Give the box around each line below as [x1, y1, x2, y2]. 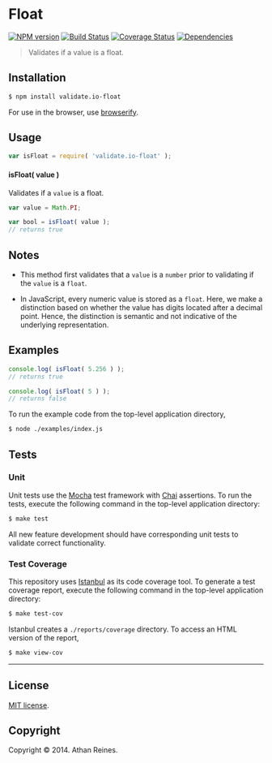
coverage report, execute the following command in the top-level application [8, 585, 264, 595]
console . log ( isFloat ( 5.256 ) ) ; [8, 364, 125, 373]
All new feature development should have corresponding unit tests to [8, 529, 239, 539]
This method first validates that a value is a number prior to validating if [19, 269, 254, 279]
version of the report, [8, 632, 79, 642]
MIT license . [8, 700, 50, 710]
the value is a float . [19, 278, 87, 288]
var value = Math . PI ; [8, 204, 82, 212]
